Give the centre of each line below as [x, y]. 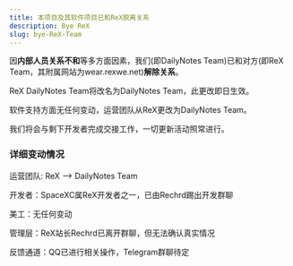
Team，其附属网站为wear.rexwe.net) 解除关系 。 [96, 72]
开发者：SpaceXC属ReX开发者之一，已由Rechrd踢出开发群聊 [121, 194]
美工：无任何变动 [41, 214]
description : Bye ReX [50, 26]
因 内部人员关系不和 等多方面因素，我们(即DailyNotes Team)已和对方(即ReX [146, 61]
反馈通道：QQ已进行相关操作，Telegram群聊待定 [99, 252]
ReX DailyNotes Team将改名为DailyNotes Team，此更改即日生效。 [132, 91]
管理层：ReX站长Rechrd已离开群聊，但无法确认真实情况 [112, 233]
